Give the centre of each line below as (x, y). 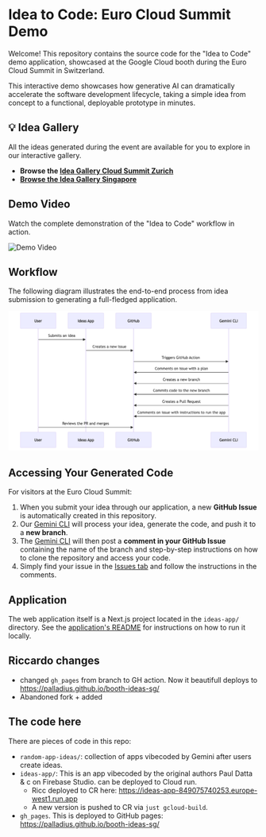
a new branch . (44, 533)
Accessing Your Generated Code (91, 473)
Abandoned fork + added (61, 696)
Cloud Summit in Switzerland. (56, 70)
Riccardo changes (54, 661)
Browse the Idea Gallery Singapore (78, 179)
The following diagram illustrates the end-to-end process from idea (118, 291)
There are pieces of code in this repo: (70, 741)
